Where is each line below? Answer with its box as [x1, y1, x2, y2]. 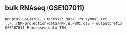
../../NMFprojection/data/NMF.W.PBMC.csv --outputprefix [5, 21, 123, 26]
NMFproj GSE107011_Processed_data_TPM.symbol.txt [5, 17, 108, 21]
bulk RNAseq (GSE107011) [5, 4, 85, 12]
